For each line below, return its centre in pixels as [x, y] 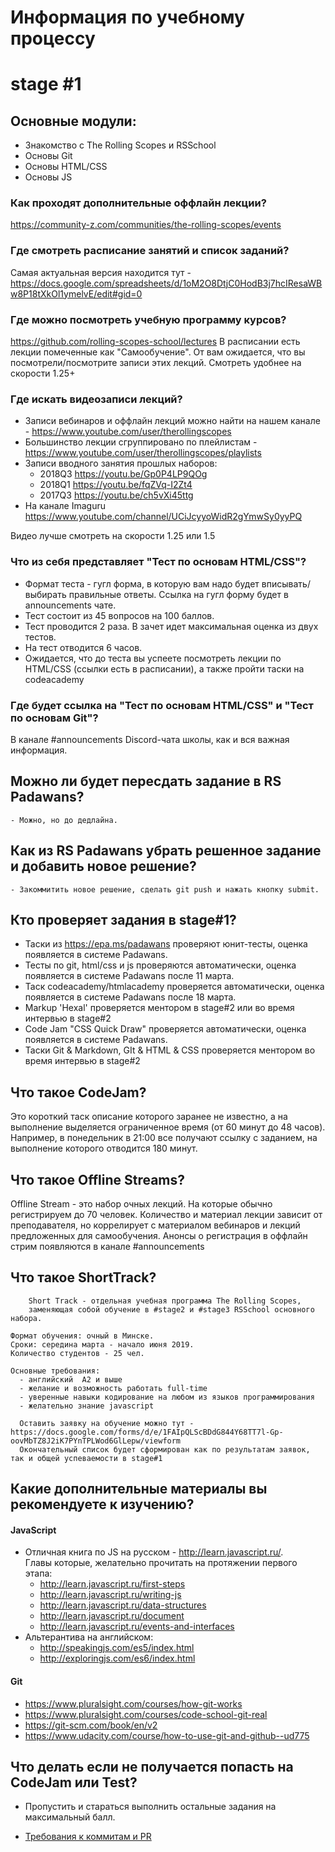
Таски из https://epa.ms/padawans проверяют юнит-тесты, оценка [166, 944]
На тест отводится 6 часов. [83, 647]
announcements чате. [70, 605]
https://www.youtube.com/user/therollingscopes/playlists [143, 453]
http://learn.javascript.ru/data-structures [123, 1605]
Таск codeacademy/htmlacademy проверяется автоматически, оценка [174, 987]
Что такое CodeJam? [78, 1092]
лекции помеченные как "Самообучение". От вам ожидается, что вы [158, 352]
